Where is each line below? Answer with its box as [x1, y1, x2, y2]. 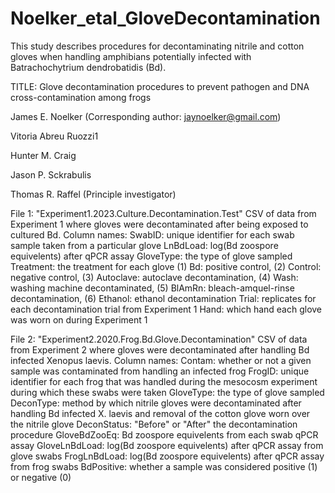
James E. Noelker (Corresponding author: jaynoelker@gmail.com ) [10, 110, 282, 122]
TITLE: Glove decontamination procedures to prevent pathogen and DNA [10, 80, 310, 92]
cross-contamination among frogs [10, 91, 152, 103]
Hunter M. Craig [10, 149, 77, 161]
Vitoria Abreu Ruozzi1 [10, 130, 99, 142]
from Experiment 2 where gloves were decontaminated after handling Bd [10, 343, 310, 356]
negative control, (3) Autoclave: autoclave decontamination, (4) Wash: [10, 271, 299, 283]
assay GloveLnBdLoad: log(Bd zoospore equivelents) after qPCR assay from [10, 439, 324, 451]
